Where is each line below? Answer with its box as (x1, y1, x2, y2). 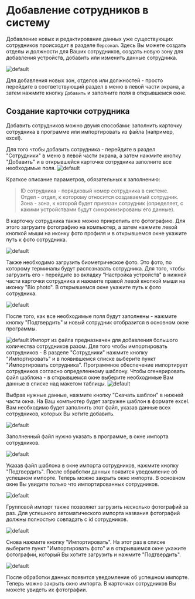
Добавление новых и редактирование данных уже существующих (6, 35, 173, 42)
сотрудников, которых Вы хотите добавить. (6, 410, 115, 417)
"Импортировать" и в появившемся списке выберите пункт (6, 355, 156, 362)
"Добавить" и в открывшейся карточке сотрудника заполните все (6, 158, 172, 165)
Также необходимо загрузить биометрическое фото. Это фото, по (6, 259, 172, 266)
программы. (6, 325, 37, 332)
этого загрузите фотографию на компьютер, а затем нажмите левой (6, 224, 177, 231)
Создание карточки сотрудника (6, 106, 130, 116)
